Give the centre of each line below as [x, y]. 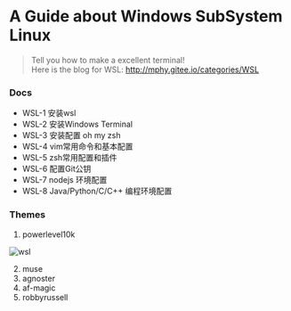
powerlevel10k [48, 234]
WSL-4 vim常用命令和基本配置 [77, 147]
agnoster [39, 278]
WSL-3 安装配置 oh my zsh [71, 135]
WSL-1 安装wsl [49, 113]
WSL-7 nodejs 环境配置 [65, 180]
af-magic [39, 288]
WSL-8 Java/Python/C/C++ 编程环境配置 [97, 191]
